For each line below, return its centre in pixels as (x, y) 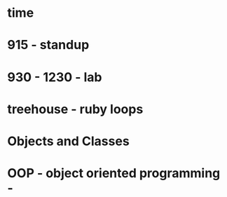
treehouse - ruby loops (75, 109)
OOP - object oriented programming (114, 174)
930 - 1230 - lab (55, 77)
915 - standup (48, 45)
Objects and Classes (68, 141)
